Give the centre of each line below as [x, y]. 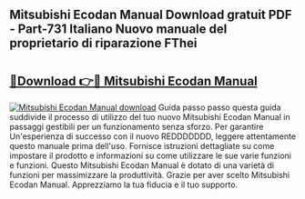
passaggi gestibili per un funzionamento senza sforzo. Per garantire [137, 127]
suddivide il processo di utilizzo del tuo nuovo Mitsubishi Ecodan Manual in [150, 117]
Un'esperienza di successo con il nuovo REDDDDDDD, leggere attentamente [153, 136]
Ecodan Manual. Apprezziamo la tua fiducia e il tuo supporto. [124, 184]
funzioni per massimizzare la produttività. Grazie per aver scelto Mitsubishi [149, 175]
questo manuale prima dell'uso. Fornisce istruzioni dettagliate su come [142, 146]
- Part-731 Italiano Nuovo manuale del [118, 30]
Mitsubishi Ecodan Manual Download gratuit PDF [151, 15]
